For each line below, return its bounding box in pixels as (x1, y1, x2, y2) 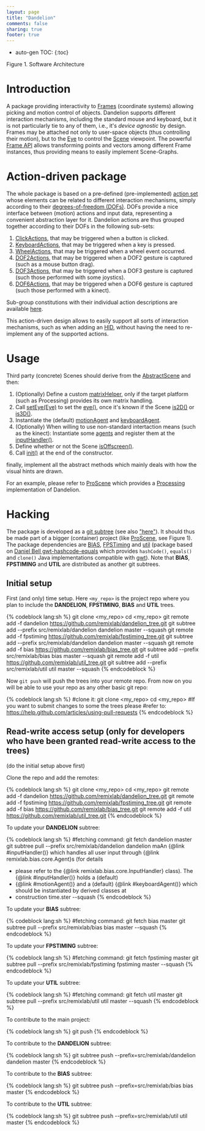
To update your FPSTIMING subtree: (6, 942, 99, 949)
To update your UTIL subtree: (6, 979, 81, 986)
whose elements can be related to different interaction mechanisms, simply (6, 197, 196, 203)
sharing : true (6, 26, 43, 33)
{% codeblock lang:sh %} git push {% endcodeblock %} (6, 1027, 149, 1035)
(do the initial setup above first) (6, 762, 86, 769)
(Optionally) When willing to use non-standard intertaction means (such (15, 423, 196, 430)
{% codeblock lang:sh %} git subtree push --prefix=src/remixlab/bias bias (6, 1082, 194, 1089)
